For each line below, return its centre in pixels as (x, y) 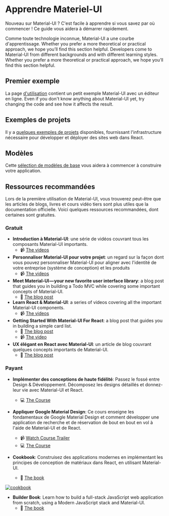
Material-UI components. (38, 308)
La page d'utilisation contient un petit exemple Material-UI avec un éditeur (82, 93)
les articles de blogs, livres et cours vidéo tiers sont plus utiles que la (77, 204)
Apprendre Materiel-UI (54, 9)
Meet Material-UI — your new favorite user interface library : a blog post (88, 281)
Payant (14, 368)
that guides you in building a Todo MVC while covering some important (86, 286)
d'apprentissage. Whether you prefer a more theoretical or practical (76, 43)
